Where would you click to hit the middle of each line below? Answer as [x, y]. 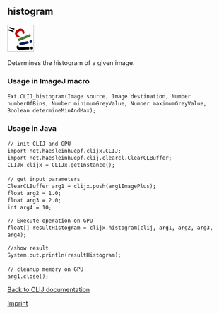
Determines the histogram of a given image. [71, 62]
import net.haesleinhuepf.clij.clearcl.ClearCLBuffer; [90, 158]
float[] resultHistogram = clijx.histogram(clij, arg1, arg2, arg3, [110, 228]
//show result [28, 248]
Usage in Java [32, 129]
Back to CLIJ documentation [49, 290]
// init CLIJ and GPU [39, 144]
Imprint [18, 303]
